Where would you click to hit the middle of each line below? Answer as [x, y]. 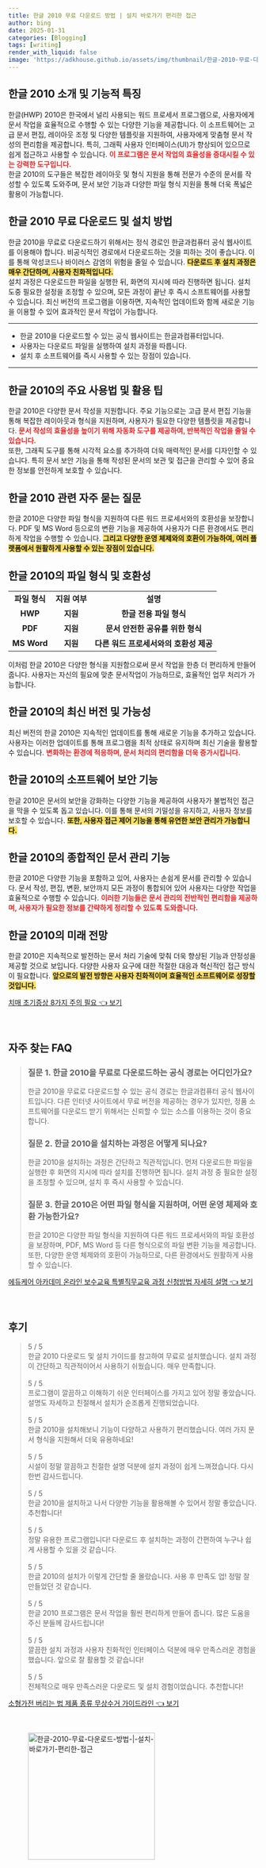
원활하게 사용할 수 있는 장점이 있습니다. [95, 548]
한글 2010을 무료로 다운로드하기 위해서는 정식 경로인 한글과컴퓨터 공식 [116, 242]
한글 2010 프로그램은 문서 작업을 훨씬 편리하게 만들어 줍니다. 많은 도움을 [139, 1613]
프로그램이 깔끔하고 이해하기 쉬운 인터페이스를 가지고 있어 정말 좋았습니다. [142, 1393]
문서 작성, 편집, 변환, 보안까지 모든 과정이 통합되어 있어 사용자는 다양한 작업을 [138, 888]
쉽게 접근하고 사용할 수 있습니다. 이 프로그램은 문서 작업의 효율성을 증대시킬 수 [127, 154]
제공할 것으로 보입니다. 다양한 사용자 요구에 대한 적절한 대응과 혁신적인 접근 [124, 966]
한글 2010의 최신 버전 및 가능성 [80, 712]
